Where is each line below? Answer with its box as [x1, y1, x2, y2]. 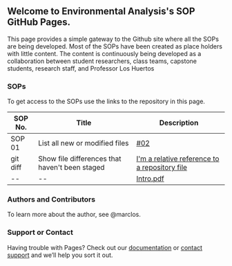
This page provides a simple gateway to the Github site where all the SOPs [7, 35, 220, 43]
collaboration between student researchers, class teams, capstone [7, 57, 197, 65]
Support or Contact [7, 228, 74, 238]
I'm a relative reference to [136, 154, 220, 163]
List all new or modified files [37, 139, 129, 148]
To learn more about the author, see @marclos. [7, 211, 142, 219]
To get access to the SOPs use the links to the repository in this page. [7, 97, 206, 106]
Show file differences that [37, 154, 122, 163]
